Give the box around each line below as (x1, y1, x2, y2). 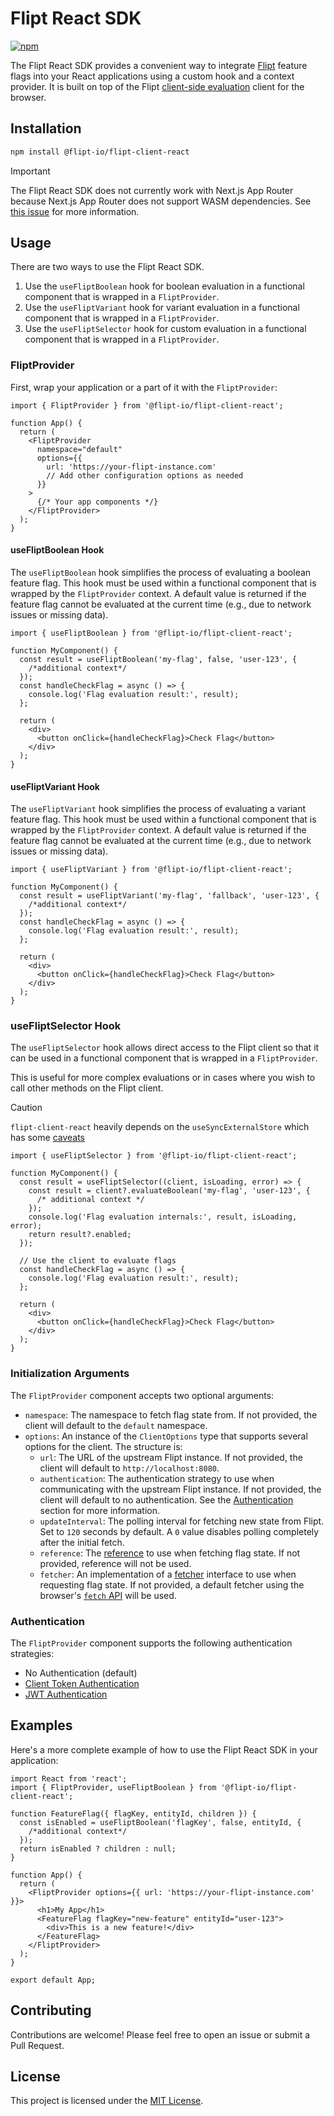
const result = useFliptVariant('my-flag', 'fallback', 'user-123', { (19, 891, 320, 901)
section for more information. (39, 1504, 160, 1516)
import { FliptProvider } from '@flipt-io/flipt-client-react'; (10, 400, 284, 411)
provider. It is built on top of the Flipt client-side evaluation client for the (10, 80, 305, 92)
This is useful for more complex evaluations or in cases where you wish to (10, 1072, 316, 1084)
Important (10, 165, 51, 177)
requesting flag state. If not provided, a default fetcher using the (39, 1578, 305, 1591)
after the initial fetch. (39, 1536, 125, 1548)
